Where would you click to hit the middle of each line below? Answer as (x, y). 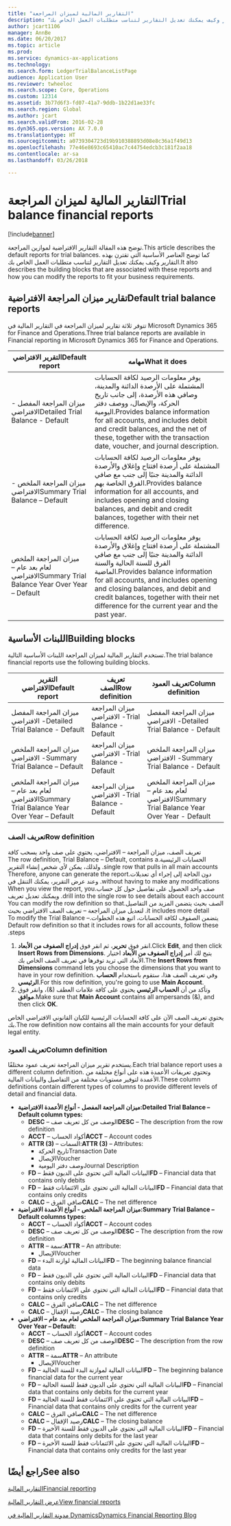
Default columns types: (52, 1216)
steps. (17, 932)
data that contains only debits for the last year (93, 1435)
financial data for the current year (75, 1377)
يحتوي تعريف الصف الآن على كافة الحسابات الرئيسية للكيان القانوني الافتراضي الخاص (116, 1017)
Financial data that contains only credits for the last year (107, 1450)
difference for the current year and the (156, 605)
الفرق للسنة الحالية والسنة (132, 563)
